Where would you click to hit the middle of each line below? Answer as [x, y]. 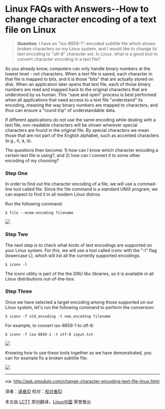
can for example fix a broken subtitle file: [46, 358]
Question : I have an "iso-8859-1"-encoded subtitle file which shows [86, 43]
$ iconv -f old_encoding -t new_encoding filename [58, 316]
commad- [147, 184]
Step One [16, 173]
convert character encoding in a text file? [59, 59]
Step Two [17, 234]
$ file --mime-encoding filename [39, 213]
